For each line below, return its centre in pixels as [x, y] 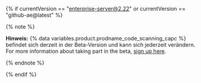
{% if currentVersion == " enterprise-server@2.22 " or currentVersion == [96, 9]
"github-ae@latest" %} [34, 15]
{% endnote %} [25, 63]
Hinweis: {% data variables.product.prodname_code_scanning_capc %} [96, 38]
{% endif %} [21, 74]
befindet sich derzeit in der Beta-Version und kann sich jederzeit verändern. [101, 45]
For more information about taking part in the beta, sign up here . [86, 51]
